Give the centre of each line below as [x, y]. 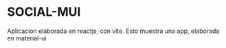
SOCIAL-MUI [44, 12]
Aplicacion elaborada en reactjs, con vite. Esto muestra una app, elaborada [113, 31]
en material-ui [27, 38]
